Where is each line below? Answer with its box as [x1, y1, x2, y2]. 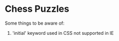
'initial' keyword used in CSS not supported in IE [12, 30, 114, 36]
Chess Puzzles [5, 3, 70, 15]
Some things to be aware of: [5, 20, 65, 26]
